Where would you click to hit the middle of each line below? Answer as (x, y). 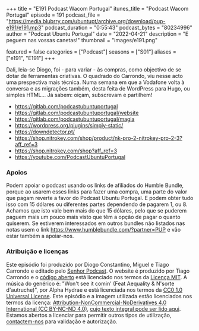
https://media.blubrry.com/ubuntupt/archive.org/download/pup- (87, 21)
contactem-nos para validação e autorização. (62, 321)
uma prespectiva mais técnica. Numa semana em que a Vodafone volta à (95, 82)
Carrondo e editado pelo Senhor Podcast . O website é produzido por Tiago (98, 271)
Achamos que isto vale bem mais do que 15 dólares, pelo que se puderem (97, 211)
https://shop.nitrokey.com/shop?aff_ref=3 (66, 151)
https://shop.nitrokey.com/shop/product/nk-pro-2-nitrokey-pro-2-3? (99, 138)
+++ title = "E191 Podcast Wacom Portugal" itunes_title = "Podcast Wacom (97, 9)
